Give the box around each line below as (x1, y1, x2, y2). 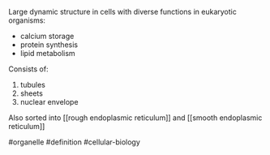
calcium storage (19, 32, 75, 41)
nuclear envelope (19, 97, 79, 106)
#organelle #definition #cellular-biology (8, 137, 140, 147)
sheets (19, 88, 43, 98)
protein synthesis (19, 40, 79, 50)
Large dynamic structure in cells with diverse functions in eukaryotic (8, 7, 237, 16)
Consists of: (8, 64, 49, 74)
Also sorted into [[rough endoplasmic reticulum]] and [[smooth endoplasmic (8, 113, 263, 123)
